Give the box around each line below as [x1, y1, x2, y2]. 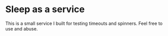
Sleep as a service [5, 4, 85, 15]
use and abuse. [5, 25, 38, 31]
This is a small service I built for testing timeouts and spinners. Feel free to [5, 20, 163, 26]
